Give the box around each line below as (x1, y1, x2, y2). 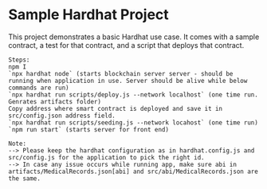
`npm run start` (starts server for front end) (8, 125, 170, 133)
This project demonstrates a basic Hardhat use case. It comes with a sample (8, 32, 260, 41)
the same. (8, 174, 41, 183)
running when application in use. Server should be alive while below (8, 77, 248, 85)
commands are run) (8, 84, 69, 92)
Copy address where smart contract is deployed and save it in (8, 104, 223, 112)
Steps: (8, 56, 30, 64)
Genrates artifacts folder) (8, 97, 102, 105)
